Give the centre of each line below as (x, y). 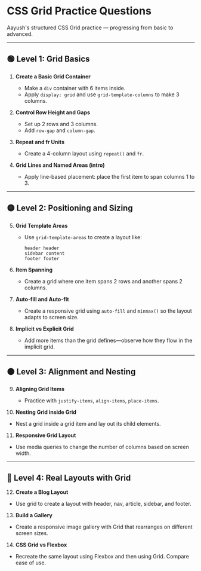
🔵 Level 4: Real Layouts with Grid (69, 477)
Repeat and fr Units (40, 142)
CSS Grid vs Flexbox (41, 545)
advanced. (20, 33)
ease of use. (31, 563)
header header (42, 248)
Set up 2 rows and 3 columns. (61, 124)
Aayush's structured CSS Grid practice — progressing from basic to (90, 28)
